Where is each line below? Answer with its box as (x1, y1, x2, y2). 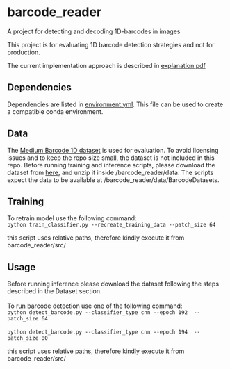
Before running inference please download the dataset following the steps (7, 279, 220, 288)
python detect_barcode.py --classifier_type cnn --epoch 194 (7, 329, 188, 336)
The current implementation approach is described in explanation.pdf (7, 61, 206, 69)
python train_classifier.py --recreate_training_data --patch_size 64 (7, 222, 216, 229)
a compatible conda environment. (7, 107, 104, 115)
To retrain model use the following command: (7, 214, 137, 222)
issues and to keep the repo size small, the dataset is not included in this (7, 154, 215, 162)
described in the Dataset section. (7, 287, 102, 295)
